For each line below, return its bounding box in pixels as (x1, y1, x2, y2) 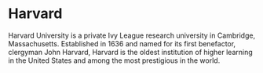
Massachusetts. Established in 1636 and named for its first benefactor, (8, 38, 236, 48)
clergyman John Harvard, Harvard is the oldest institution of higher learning (8, 47, 253, 57)
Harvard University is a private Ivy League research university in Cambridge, (8, 31, 256, 40)
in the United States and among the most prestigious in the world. (8, 56, 221, 65)
